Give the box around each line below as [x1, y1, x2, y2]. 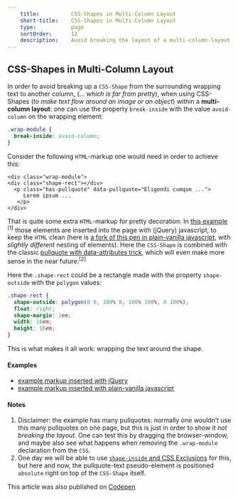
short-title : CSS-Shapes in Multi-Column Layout [20, 17, 176, 24]
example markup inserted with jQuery [17, 377, 128, 385]
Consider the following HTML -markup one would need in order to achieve [7, 152, 219, 161]
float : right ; [13, 305, 55, 313]
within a [176, 97, 200, 105]
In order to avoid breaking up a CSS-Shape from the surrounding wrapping [7, 82, 221, 90]
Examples [7, 360, 38, 369]
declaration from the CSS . [17, 446, 91, 455]
